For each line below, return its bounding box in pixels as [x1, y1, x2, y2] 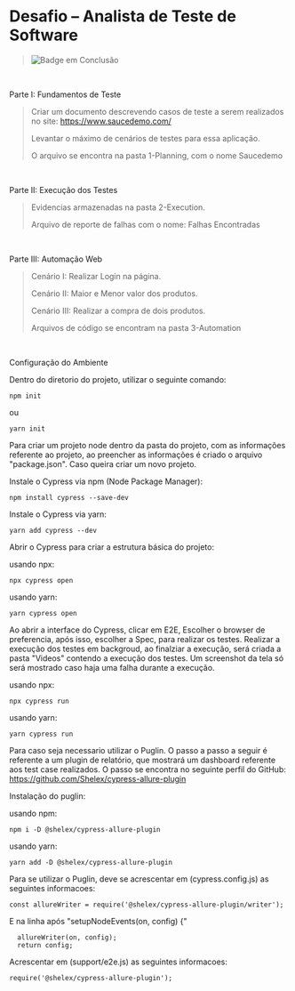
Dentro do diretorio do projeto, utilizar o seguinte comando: [9, 374, 227, 384]
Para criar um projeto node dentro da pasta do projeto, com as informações [9, 439, 286, 450]
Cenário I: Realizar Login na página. [30, 270, 162, 281]
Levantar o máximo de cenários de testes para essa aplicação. [30, 133, 260, 143]
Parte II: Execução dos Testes [9, 184, 118, 195]
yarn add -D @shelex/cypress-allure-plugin [9, 858, 173, 866]
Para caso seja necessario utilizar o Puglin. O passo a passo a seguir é [9, 745, 268, 755]
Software [9, 25, 78, 45]
